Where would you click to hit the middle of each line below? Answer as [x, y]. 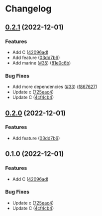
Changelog [28, 9]
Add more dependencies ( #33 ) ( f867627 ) [55, 87]
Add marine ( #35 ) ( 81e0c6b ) [42, 62]
